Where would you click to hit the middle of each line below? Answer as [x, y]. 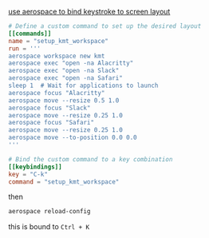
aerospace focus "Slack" [49, 108]
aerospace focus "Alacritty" [57, 93]
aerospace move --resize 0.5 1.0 [64, 100]
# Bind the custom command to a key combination [91, 159]
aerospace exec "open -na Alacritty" [71, 63]
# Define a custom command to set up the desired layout [105, 26]
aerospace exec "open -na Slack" [64, 71]
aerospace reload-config [49, 212]
